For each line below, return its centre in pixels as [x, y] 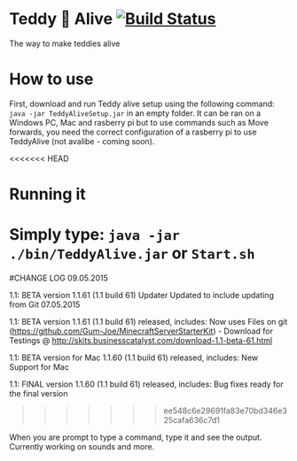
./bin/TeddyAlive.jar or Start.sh [132, 254]
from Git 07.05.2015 [45, 304]
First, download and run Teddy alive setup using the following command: [142, 104]
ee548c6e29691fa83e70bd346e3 [226, 411]
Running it [47, 194]
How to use [51, 79]
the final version [39, 393]
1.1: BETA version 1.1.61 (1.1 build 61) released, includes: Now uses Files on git [148, 322]
